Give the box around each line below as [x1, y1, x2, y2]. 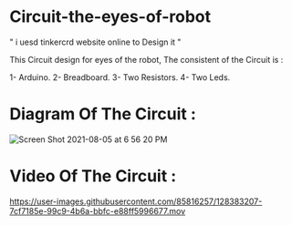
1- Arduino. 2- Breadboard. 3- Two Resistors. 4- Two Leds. [9, 71, 231, 83]
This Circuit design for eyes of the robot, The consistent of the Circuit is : [9, 54, 284, 65]
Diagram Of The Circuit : [9, 104, 196, 125]
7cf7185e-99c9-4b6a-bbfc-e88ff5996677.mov [9, 205, 185, 216]
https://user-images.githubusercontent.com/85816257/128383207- [9, 196, 263, 207]
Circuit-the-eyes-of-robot [9, 6, 212, 27]
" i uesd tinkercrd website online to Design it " [9, 36, 182, 47]
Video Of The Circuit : [9, 166, 177, 187]
